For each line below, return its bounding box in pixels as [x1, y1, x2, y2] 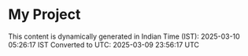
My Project [8, 6, 81, 24]
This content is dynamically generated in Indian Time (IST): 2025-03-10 [8, 32, 240, 41]
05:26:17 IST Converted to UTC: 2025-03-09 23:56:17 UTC [8, 39, 199, 49]
